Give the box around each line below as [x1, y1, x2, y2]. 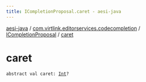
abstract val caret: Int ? [6, 71, 69, 77]
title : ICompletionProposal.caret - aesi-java [6, 8, 121, 15]
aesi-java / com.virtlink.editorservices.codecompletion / [6, 25, 141, 32]
